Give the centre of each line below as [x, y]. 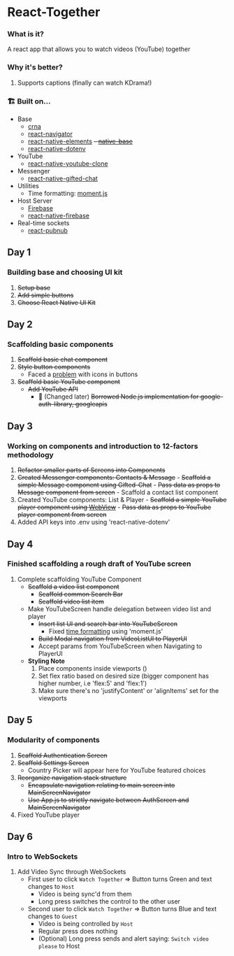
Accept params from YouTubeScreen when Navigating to [120, 646]
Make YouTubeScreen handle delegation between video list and [119, 608]
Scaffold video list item [71, 601]
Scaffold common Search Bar [81, 594]
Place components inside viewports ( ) [93, 668]
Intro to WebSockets [43, 856]
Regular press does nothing [78, 932]
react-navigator [50, 134]
